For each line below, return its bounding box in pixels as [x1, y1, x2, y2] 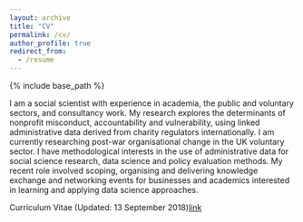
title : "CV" [9, 22, 54, 31]
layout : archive [9, 13, 71, 23]
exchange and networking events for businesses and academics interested [9, 175, 290, 186]
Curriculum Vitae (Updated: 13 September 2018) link [9, 202, 202, 213]
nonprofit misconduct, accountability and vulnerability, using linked [9, 117, 260, 128]
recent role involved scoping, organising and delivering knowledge [9, 165, 259, 176]
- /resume [17, 55, 54, 64]
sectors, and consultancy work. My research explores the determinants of [9, 108, 286, 118]
